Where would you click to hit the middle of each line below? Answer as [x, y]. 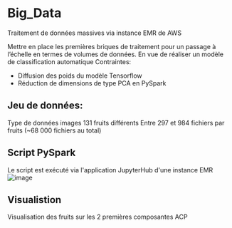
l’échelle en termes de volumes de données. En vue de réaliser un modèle [116, 54]
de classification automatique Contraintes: [69, 61]
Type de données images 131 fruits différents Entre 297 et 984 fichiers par [116, 123]
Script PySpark [42, 153]
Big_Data [35, 13]
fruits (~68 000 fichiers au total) [54, 130]
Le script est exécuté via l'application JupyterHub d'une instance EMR [110, 170]
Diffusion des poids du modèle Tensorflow [80, 76]
